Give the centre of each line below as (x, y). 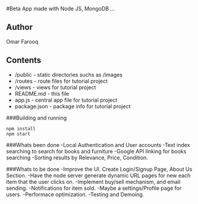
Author (19, 27)
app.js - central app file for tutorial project (66, 100)
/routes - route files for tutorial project (61, 81)
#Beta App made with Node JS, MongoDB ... (60, 9)
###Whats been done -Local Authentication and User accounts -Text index (98, 145)
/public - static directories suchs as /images (69, 74)
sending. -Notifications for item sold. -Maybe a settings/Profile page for (94, 188)
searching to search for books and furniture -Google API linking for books (96, 151)
